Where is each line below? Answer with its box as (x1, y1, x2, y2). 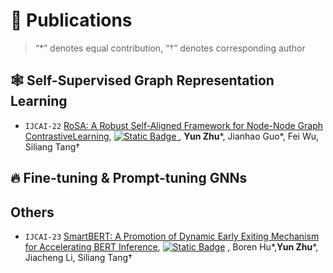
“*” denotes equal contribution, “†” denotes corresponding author (34, 42, 306, 54)
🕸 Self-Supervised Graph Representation (10, 72, 275, 89)
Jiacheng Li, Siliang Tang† (24, 251, 133, 263)
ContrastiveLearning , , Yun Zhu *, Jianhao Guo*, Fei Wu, (24, 130, 319, 142)
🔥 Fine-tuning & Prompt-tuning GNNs (10, 170, 248, 187)
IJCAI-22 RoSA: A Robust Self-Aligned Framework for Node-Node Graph (24, 119, 324, 131)
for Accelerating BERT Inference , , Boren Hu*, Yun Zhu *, (24, 240, 319, 253)
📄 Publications (10, 9, 133, 32)
